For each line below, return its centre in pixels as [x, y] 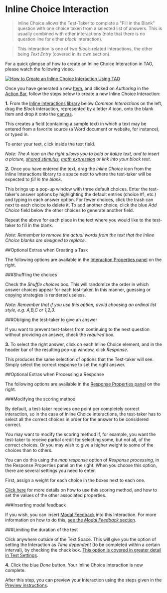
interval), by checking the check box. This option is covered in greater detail [83, 550]
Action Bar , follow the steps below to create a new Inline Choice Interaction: [83, 93]
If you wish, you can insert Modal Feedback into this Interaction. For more [81, 514]
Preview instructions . [27, 585]
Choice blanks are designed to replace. [46, 240]
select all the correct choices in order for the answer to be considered [77, 419]
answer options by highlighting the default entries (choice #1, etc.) [88, 194]
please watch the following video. [40, 69]
